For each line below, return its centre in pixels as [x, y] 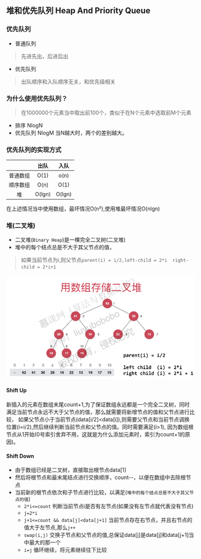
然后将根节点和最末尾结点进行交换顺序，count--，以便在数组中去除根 [100, 478]
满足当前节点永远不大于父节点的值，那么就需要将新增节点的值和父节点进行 [98, 412]
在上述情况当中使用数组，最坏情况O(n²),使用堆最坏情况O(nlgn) [83, 209]
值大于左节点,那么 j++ [50, 527]
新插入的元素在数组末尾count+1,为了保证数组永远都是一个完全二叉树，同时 [98, 404]
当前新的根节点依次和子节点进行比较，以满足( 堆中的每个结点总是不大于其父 [102, 493]
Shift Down [20, 456]
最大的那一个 [45, 542]
